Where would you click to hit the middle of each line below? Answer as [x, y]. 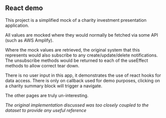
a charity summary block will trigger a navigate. [54, 86]
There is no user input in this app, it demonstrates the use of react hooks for [83, 75]
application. [17, 25]
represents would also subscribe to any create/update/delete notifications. [82, 55]
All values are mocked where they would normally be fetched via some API [82, 35]
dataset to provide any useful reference [46, 110]
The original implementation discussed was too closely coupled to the [77, 105]
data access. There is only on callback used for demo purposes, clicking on [83, 80]
